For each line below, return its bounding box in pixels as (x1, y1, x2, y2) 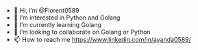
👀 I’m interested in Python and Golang (13, 14, 121, 22)
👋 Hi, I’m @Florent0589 (13, 7, 80, 14)
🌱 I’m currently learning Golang (13, 21, 101, 28)
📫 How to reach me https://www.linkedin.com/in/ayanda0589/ (13, 36, 192, 43)
